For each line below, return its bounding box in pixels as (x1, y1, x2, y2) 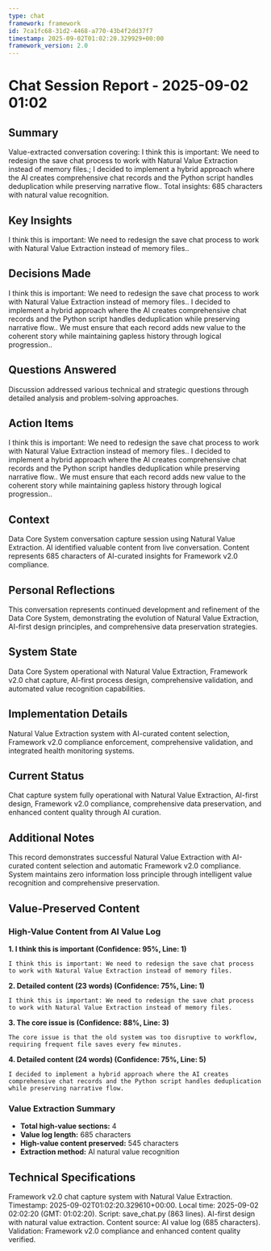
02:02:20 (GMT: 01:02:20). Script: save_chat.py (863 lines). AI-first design (8, 1209, 256, 1219)
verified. (8, 1235, 36, 1245)
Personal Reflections (8, 583, 115, 597)
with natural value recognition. (8, 190, 110, 200)
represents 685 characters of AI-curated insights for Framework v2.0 (8, 551, 238, 561)
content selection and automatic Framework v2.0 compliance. (35, 861, 241, 871)
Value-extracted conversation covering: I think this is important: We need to (8, 147, 260, 157)
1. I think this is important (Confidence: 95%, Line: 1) (8, 943, 187, 953)
